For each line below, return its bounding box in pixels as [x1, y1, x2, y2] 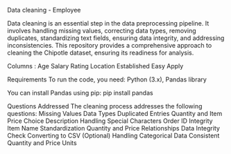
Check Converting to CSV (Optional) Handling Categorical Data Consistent [7, 131, 220, 139]
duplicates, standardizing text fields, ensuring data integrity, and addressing [7, 34, 225, 42]
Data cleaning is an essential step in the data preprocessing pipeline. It [7, 19, 209, 27]
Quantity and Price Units [7, 139, 78, 147]
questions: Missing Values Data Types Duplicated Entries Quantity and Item [7, 110, 223, 117]
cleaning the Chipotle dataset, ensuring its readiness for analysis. [7, 48, 194, 57]
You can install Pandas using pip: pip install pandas [7, 89, 154, 97]
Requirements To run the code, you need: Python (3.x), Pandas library [7, 75, 207, 84]
